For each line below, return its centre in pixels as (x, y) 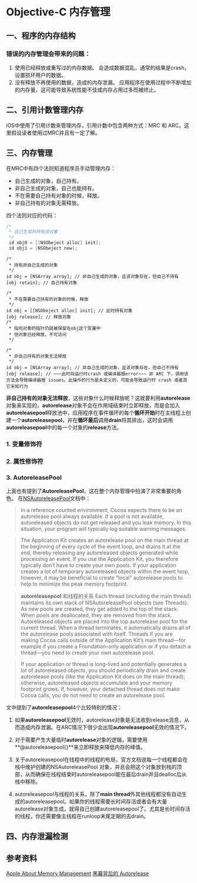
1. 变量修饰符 (24, 444)
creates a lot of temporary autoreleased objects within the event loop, (105, 571)
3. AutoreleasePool (34, 477)
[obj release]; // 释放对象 (39, 317)
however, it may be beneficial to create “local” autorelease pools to (102, 578)
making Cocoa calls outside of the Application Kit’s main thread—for (103, 640)
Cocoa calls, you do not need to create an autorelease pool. (93, 695)
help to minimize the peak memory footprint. (74, 584)
